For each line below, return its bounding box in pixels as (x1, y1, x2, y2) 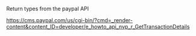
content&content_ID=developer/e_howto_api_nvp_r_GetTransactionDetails (6, 23, 190, 30)
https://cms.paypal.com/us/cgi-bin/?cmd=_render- (6, 17, 133, 23)
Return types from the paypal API (6, 5, 89, 12)
